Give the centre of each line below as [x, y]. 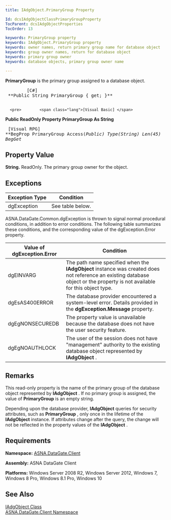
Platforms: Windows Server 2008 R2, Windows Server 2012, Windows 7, [81, 473]
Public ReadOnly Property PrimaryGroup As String [60, 119]
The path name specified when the [107, 263]
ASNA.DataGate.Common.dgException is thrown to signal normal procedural [85, 219]
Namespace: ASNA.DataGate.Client [43, 453]
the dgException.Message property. [110, 309]
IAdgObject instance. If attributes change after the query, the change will [82, 419]
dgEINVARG [22, 275]
